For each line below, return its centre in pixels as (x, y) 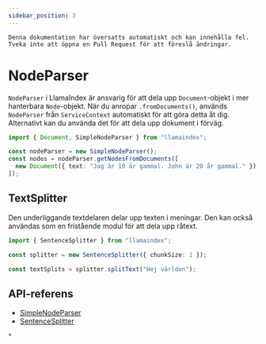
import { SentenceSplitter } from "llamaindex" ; (90, 240)
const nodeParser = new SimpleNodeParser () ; (83, 151)
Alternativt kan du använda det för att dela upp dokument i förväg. (116, 123)
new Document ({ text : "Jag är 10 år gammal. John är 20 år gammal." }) (136, 166)
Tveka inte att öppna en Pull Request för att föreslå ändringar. (120, 44)
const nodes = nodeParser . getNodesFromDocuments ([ (93, 159)
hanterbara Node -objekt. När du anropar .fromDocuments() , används (118, 106)
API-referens (41, 294)
